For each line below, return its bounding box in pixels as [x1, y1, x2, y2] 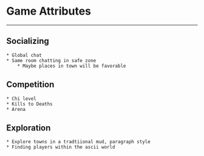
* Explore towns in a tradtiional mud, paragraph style [6, 139, 151, 145]
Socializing [6, 36, 50, 46]
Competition [6, 79, 55, 90]
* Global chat [6, 52, 42, 58]
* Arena [6, 106, 26, 112]
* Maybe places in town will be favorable [17, 63, 126, 69]
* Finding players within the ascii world [6, 144, 115, 151]
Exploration [6, 122, 51, 133]
